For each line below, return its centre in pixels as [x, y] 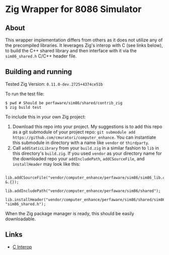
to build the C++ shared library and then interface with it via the [71, 51]
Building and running [38, 72]
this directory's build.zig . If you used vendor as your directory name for [87, 153]
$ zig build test [23, 107]
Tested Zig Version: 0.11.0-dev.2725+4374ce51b [54, 84]
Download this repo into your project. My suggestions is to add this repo [87, 126]
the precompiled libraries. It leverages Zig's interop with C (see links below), [84, 45]
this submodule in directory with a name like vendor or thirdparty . [81, 143]
